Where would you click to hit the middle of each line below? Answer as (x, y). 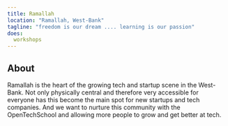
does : (15, 33)
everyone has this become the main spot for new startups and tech (104, 99)
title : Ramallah (31, 14)
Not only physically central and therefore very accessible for (112, 92)
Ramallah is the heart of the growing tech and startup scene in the (102, 85)
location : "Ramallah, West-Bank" (56, 20)
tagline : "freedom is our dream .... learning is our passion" (101, 27)
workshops (28, 40)
